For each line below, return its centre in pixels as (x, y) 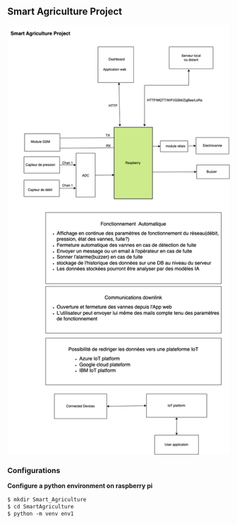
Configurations (34, 470)
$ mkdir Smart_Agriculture (47, 500)
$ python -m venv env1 (41, 514)
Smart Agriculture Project (65, 12)
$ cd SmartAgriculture (41, 507)
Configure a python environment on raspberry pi (80, 486)
